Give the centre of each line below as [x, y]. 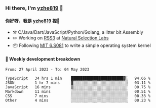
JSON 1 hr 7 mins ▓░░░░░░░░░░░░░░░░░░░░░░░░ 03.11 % [78, 83]
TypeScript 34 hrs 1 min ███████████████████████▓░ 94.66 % [78, 78]
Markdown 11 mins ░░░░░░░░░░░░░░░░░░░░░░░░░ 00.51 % [78, 92]
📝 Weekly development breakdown [43, 59]
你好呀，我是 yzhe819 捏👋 [32, 21]
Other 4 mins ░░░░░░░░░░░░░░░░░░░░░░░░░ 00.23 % [78, 100]
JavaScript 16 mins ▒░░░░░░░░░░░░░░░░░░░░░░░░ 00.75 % [78, 87]
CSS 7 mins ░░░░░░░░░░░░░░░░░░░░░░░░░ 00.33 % [78, 96]
